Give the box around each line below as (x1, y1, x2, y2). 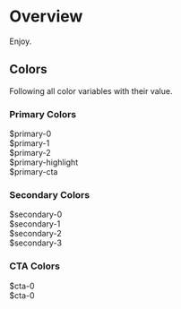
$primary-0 (9, 128, 52, 140)
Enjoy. (9, 36, 32, 47)
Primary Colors (9, 107, 77, 120)
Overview (9, 6, 83, 27)
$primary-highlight (9, 157, 79, 167)
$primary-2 (9, 148, 51, 159)
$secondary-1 (9, 219, 61, 229)
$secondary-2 (9, 228, 62, 239)
